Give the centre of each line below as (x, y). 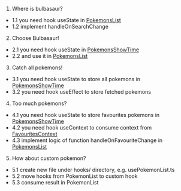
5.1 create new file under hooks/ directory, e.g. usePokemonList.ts (93, 170)
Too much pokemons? (39, 103)
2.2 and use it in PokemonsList (50, 56)
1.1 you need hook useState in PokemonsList (66, 20)
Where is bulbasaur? (37, 9)
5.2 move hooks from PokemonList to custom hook (75, 176)
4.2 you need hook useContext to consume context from (82, 127)
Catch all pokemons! (37, 67)
